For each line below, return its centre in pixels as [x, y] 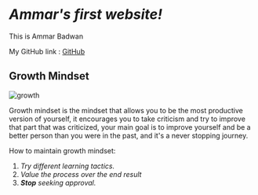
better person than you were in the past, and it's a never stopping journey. [129, 135]
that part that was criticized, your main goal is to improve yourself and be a [130, 127]
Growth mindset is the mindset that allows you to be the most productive [126, 110]
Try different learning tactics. [67, 166]
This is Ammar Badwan [46, 36]
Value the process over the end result [81, 174]
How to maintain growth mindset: [62, 150]
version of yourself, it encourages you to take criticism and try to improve [127, 119]
